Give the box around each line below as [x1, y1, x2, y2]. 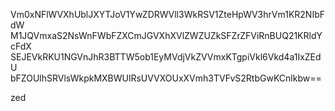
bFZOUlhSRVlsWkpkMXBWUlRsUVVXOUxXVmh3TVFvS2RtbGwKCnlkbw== [10, 72, 322, 84]
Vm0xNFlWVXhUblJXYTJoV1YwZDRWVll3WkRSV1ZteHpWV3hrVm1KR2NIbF [10, 9, 325, 20]
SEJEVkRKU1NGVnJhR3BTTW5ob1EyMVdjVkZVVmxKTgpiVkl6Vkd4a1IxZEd [10, 51, 322, 63]
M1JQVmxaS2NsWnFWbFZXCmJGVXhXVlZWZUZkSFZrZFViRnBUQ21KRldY [10, 30, 323, 41]
